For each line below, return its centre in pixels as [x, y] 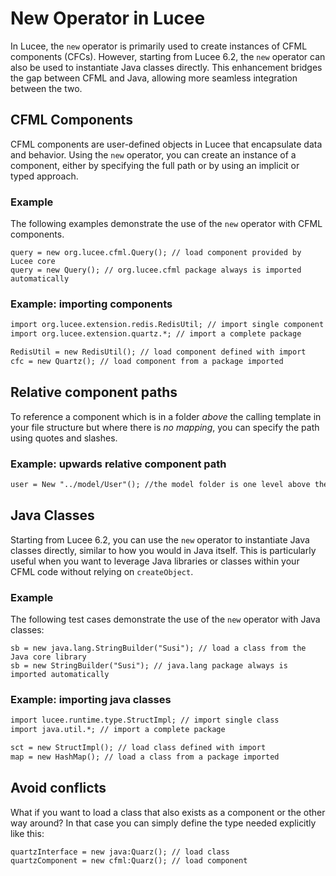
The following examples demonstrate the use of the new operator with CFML [166, 224]
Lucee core [33, 262]
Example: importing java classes [91, 699]
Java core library [48, 657]
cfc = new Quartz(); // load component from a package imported [147, 361]
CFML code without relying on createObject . [102, 571]
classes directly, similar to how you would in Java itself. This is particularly [163, 550]
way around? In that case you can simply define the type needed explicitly [163, 823]
